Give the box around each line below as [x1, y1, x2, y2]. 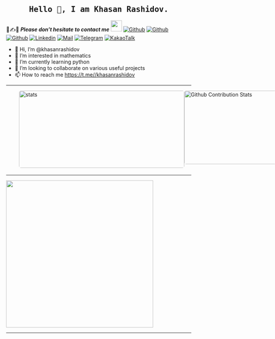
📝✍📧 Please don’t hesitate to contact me [6, 26, 110, 33]
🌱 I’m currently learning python [14, 58, 90, 65]
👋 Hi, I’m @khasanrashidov [14, 45, 80, 52]
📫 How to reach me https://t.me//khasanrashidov [14, 71, 135, 78]
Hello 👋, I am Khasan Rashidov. [29, 5, 169, 14]
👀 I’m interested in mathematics [14, 52, 91, 59]
